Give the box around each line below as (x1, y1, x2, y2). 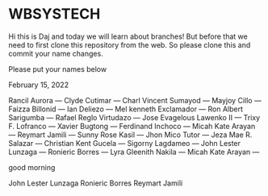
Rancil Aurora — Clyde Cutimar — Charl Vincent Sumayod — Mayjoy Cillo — (8, 95, 262, 105)
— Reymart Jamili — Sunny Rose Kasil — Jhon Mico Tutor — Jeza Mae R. (8, 130, 253, 140)
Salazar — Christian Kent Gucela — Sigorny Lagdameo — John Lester (8, 138, 241, 148)
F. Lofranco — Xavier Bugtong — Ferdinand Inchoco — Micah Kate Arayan (8, 121, 256, 131)
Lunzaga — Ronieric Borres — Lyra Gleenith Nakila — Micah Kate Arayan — (8, 147, 260, 156)
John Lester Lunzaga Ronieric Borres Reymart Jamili (8, 178, 183, 188)
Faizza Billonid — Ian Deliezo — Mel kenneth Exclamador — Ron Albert (8, 104, 244, 114)
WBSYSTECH (8, 5, 101, 23)
